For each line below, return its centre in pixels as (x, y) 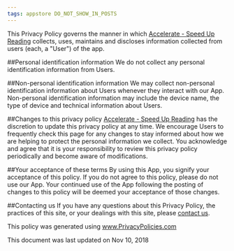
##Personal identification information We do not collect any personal (106, 62)
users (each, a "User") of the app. (56, 48)
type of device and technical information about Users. (85, 105)
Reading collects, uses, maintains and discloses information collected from (115, 41)
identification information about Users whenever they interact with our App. (116, 90)
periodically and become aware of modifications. (78, 156)
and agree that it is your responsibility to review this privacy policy (102, 148)
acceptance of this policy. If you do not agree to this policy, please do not (113, 177)
